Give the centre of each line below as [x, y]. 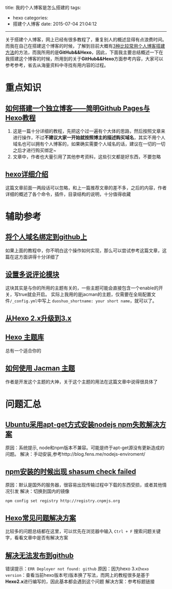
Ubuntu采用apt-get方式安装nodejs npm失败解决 [82, 425]
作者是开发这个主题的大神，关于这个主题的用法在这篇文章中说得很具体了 [81, 382]
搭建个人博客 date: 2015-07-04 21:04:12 [55, 24]
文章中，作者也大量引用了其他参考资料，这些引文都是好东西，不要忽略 [87, 157]
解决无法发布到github [40, 555]
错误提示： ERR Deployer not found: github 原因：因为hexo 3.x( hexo [77, 569]
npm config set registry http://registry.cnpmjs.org [63, 501]
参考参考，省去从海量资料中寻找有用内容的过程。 [57, 65]
